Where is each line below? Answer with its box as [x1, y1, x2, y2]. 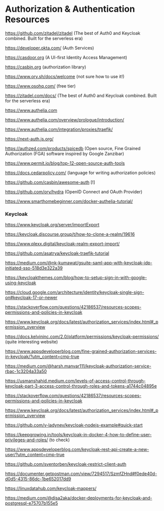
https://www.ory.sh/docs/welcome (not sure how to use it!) [5, 73, 125, 79]
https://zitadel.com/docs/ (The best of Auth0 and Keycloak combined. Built [5, 92, 157, 98]
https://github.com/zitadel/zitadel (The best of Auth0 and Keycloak [5, 30, 141, 36]
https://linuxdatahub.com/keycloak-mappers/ [5, 485, 97, 491]
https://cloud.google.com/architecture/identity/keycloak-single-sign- [5, 289, 144, 296]
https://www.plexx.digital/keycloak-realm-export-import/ [5, 241, 120, 247]
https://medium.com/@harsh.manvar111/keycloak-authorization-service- [5, 363, 151, 369]
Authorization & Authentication [5, 3, 135, 15]
